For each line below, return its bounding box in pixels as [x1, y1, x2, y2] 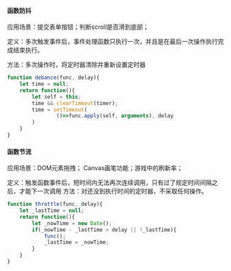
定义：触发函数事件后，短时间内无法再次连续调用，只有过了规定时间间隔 [7, 178, 212, 187]
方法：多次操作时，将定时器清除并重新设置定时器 [7, 60, 146, 69]
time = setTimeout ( [32, 106, 88, 113]
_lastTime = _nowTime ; [43, 239, 109, 246]
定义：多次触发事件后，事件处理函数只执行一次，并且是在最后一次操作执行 [7, 38, 218, 46]
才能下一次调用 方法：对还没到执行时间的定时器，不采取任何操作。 [19, 187, 208, 196]
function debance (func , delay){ [7, 74, 100, 82]
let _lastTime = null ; [19, 207, 85, 214]
